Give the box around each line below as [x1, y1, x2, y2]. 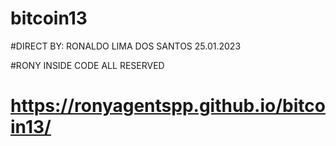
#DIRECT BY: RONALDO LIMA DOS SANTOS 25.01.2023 [10, 40, 242, 52]
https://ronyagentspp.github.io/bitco [10, 95, 326, 117]
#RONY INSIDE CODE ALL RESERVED [10, 59, 165, 71]
